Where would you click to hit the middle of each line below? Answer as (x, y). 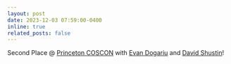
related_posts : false (39, 33)
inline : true (26, 26)
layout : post (26, 14)
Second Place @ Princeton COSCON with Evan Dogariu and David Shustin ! (115, 53)
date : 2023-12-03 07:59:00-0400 (55, 20)
